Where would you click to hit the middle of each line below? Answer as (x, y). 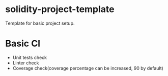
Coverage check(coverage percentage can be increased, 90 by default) (88, 68)
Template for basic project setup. (40, 23)
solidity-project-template (60, 9)
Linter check (26, 63)
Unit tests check (30, 57)
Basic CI (23, 44)
